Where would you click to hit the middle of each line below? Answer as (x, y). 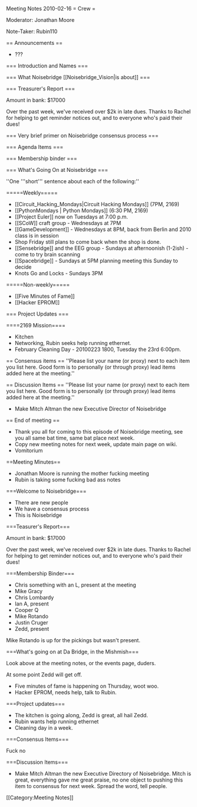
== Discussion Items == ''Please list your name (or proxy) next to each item (98, 385)
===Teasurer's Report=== (38, 526)
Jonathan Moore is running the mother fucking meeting (82, 473)
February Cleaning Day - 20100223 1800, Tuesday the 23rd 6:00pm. (98, 349)
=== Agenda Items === (35, 147)
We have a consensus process (52, 509)
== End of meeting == (33, 420)
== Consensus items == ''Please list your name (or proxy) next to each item (98, 361)
